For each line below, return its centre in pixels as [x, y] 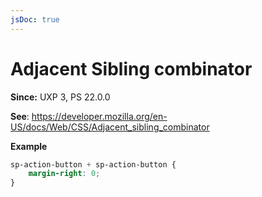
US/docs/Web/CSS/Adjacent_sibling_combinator [110, 127]
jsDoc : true [35, 19]
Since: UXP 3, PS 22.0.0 [60, 97]
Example [29, 146]
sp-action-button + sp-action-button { [93, 164]
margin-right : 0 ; [64, 174]
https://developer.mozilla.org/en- [99, 116]
